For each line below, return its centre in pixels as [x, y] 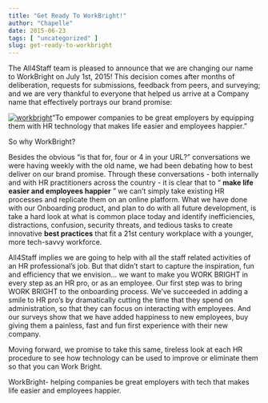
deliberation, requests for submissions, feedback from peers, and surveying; [134, 86]
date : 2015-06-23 [37, 30]
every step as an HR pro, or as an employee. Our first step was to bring [125, 283]
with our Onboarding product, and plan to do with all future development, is [132, 208]
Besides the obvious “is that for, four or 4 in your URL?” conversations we [129, 158]
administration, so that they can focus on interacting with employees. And [130, 309]
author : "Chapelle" [41, 23]
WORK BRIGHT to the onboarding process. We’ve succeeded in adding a [128, 292]
